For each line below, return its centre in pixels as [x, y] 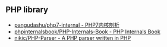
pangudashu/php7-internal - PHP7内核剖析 [67, 25]
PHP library [27, 10]
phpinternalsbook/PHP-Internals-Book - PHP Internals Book [87, 32]
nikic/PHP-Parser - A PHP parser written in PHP [73, 37]
